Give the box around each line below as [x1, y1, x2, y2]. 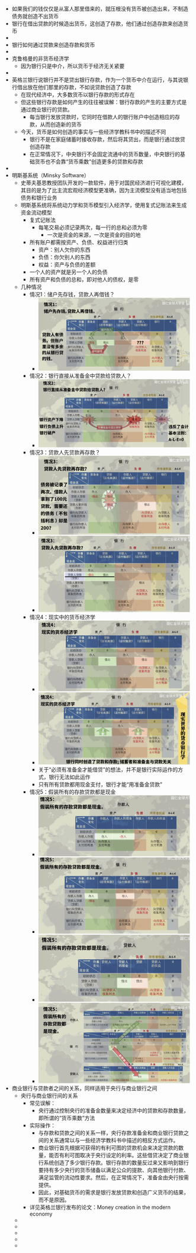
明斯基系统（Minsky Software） [11, 172, 90, 178]
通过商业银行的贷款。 [20, 106, 73, 113]
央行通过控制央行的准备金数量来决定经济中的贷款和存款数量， [38, 1107, 189, 1114]
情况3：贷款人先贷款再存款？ [29, 449, 101, 456]
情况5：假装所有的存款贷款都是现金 [29, 788, 116, 795]
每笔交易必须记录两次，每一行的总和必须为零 [38, 224, 148, 231]
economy [29, 1210, 53, 1217]
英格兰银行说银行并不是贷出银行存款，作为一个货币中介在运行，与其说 [11, 76, 184, 83]
